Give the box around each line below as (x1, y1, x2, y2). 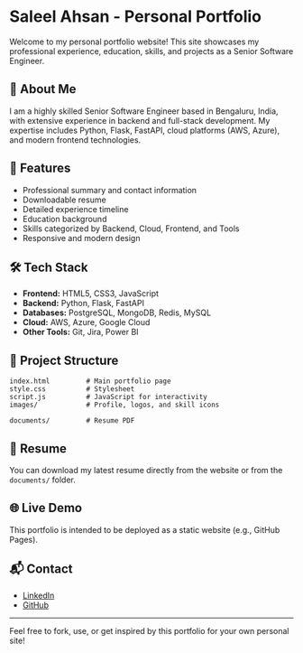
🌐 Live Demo (9, 500, 83, 516)
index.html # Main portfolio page (9, 377, 171, 386)
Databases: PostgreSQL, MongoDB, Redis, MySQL (22, 307, 212, 318)
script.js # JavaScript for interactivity (9, 393, 207, 402)
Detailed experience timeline (22, 203, 129, 214)
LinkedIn (22, 590, 55, 601)
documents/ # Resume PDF (9, 416, 135, 425)
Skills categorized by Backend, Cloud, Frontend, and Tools (22, 223, 240, 234)
